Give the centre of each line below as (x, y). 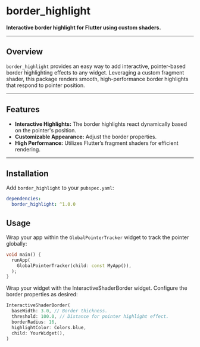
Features (23, 109)
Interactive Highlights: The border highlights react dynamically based (101, 124)
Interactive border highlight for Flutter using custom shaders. (84, 27)
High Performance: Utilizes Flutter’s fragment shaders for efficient (96, 143)
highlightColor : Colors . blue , (49, 327)
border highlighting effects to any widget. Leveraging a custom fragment (95, 72)
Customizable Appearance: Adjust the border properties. (86, 137)
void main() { (24, 255)
